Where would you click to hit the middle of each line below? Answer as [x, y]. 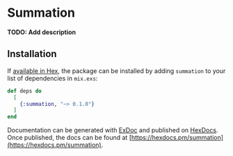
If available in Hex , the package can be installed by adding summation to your [116, 70]
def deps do [24, 91]
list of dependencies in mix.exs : [53, 78]
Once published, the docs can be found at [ [70, 138]
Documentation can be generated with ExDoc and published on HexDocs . [113, 130]
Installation [32, 54]
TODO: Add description [42, 32]
